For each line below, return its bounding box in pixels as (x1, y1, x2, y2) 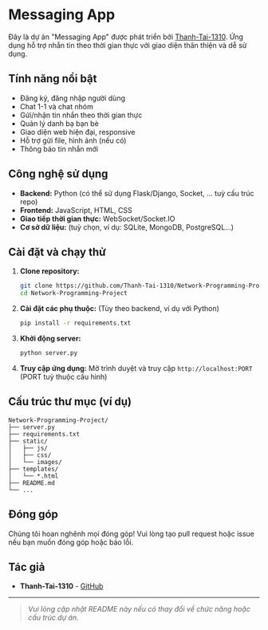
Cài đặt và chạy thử (8, 245, 106, 258)
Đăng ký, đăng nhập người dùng (19, 93, 126, 103)
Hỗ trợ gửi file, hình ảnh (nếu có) (19, 136, 127, 145)
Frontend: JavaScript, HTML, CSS (19, 205, 133, 215)
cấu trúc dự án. (27, 612, 79, 623)
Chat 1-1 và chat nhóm (19, 101, 93, 111)
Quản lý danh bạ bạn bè (19, 118, 100, 128)
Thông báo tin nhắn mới (19, 144, 99, 153)
